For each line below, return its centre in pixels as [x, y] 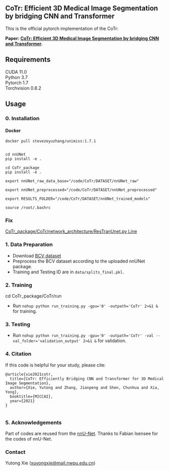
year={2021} [23, 401]
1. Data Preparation [29, 244]
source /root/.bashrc [28, 208]
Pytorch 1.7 [17, 83]
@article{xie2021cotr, [29, 374]
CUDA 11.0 [16, 72]
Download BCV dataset [37, 256]
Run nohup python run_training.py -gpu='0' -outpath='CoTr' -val [83, 335]
